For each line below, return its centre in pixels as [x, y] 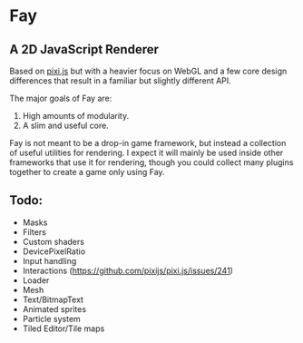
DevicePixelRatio [54, 251]
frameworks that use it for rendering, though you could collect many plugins [151, 162]
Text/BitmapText [53, 299]
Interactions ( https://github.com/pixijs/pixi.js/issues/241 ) [128, 270]
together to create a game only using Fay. [87, 172]
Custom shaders [53, 241]
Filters [34, 231]
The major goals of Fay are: [61, 98]
